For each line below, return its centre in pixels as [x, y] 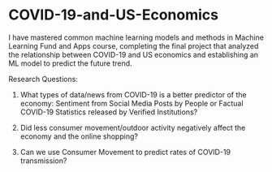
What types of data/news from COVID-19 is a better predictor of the [134, 94]
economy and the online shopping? [79, 136]
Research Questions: [43, 79]
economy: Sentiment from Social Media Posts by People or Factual [132, 103]
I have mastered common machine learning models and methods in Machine [136, 37]
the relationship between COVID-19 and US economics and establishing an [133, 54]
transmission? [43, 161]
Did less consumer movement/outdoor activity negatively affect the [133, 127]
